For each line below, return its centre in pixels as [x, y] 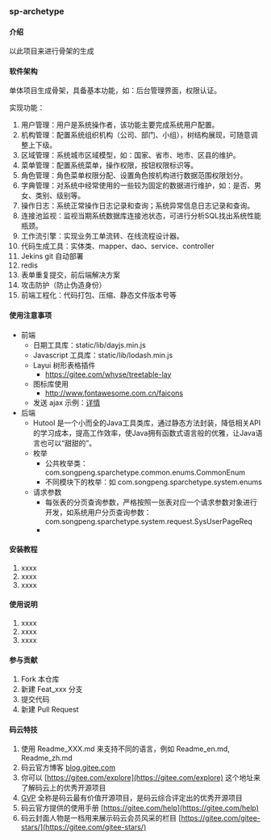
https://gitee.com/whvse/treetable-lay [108, 374]
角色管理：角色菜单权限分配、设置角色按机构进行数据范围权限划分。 [134, 175]
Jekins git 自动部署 [52, 256]
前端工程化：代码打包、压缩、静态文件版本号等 [98, 295]
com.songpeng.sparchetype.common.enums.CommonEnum [145, 472]
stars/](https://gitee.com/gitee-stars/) [83, 827]
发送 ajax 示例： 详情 [67, 403]
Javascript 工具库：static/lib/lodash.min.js [103, 355]
